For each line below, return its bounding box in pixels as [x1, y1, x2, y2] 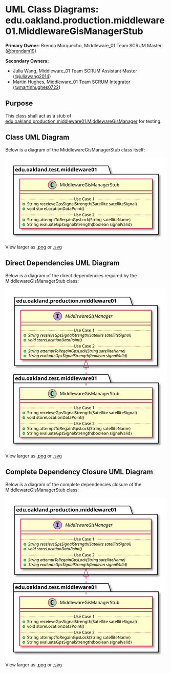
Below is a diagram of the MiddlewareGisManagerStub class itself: [5, 146, 145, 152]
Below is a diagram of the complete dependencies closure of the [5, 481, 142, 487]
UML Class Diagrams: [5, 4, 99, 15]
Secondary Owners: [5, 57, 49, 64]
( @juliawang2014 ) [12, 73, 51, 79]
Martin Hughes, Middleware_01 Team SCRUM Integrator [12, 79, 131, 85]
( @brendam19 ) [5, 48, 37, 54]
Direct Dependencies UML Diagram [5, 259, 120, 267]
